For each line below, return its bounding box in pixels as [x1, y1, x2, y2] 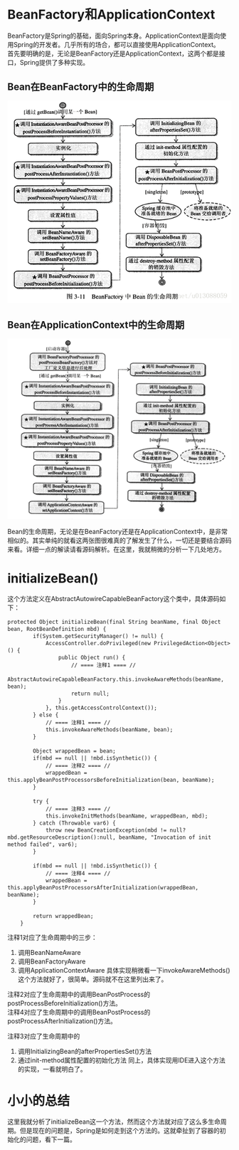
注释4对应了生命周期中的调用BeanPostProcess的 [7, 1008, 151, 1017]
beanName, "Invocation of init [118, 834, 212, 841]
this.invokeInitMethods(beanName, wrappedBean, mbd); [45, 812, 208, 820]
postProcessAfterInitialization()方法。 [7, 1017, 117, 1025]
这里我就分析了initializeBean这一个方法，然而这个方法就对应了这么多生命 [7, 1117, 221, 1126]
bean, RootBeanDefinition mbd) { [7, 626, 107, 633]
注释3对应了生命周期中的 [7, 1032, 80, 1040]
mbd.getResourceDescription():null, [7, 834, 116, 841]
